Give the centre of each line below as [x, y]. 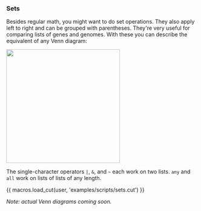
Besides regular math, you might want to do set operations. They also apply [100, 22]
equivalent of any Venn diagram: [47, 41]
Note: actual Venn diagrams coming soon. [59, 202]
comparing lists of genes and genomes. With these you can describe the [97, 35]
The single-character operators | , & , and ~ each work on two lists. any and [98, 172]
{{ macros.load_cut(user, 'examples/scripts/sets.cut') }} [76, 190]
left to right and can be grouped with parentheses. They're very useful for [98, 28]
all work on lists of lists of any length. [54, 178]
